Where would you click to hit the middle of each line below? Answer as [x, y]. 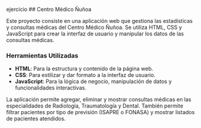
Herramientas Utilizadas [42, 55]
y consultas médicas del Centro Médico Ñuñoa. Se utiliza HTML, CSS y [94, 27]
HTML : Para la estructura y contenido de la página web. [84, 69]
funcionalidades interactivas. [51, 88]
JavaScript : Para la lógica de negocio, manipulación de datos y [93, 82]
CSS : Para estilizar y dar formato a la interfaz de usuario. [85, 75]
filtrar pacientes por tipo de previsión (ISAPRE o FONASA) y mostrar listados [100, 112]
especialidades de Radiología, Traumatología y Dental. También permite [95, 106]
